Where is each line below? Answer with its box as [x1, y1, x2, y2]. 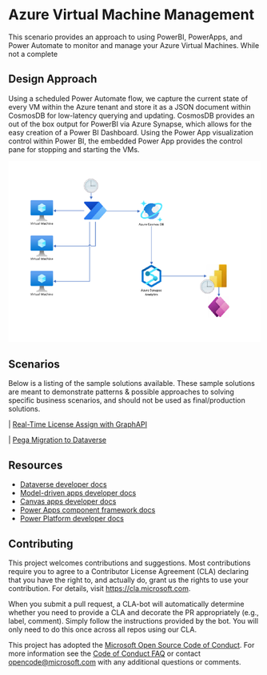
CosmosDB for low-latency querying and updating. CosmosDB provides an [8, 110, 255, 120]
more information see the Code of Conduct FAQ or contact [8, 649, 201, 658]
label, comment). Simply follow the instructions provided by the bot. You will [8, 617, 258, 626]
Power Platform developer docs [19, 514, 124, 524]
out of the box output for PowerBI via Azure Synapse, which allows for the [8, 119, 252, 129]
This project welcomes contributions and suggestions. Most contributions [8, 558, 251, 568]
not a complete [8, 49, 58, 58]
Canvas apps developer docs [19, 496, 117, 506]
